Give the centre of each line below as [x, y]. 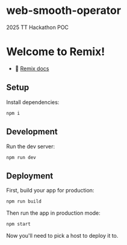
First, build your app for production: [50, 191]
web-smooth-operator [64, 11]
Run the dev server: [31, 146]
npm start [19, 224]
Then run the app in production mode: [53, 213]
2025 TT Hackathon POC [38, 27]
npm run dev [21, 157]
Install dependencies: [33, 102]
